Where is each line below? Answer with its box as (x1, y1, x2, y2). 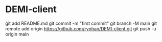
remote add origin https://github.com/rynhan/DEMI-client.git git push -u (5, 25, 157, 31)
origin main (5, 31, 29, 37)
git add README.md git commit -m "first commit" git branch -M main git (5, 20, 157, 26)
